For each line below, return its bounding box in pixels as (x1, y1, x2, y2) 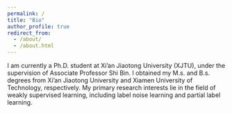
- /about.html (13, 42, 54, 49)
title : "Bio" (7, 17, 45, 24)
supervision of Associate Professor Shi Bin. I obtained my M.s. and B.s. (7, 69, 210, 77)
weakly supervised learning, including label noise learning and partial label (7, 91, 221, 99)
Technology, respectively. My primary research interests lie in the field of (7, 84, 216, 92)
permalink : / (7, 10, 45, 17)
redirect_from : (7, 29, 51, 37)
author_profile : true (7, 23, 70, 30)
